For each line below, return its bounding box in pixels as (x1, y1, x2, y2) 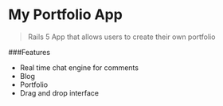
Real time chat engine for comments (19, 62, 139, 73)
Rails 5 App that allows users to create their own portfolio (27, 32, 216, 41)
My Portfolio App (8, 6, 123, 24)
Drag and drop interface (19, 88, 100, 97)
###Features (8, 47, 50, 57)
